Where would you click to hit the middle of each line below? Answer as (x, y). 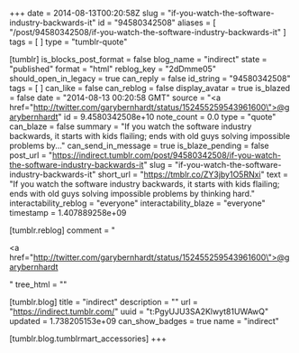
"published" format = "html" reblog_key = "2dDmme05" (113, 69)
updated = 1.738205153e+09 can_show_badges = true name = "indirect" (144, 321)
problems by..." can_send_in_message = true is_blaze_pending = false (140, 145)
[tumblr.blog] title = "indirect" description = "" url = (104, 302)
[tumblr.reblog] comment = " (62, 230)
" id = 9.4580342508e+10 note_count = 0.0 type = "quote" (167, 117)
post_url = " (31, 155)
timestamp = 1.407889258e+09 (68, 213)
